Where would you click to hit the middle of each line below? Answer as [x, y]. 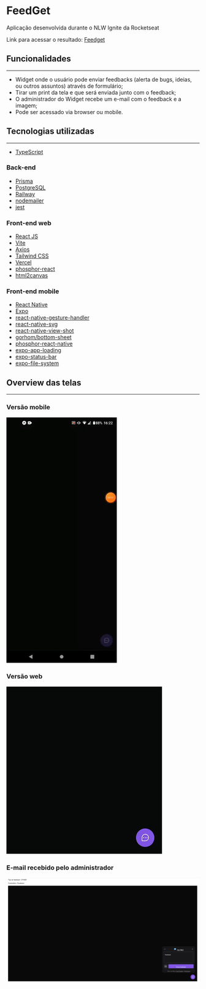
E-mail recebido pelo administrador [60, 868]
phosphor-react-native [44, 344]
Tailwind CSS [32, 256]
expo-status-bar [36, 357]
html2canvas [31, 275]
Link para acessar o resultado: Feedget [56, 39]
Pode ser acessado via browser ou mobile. [69, 112]
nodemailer [29, 201]
